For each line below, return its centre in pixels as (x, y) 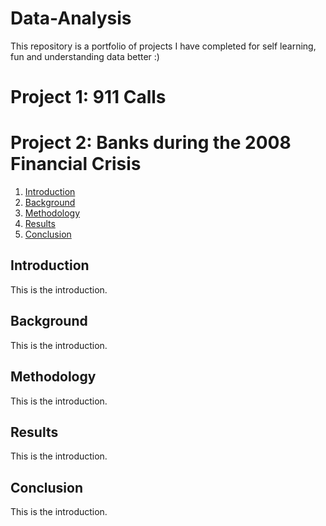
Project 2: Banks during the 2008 (151, 143)
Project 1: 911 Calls (88, 97)
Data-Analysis (71, 18)
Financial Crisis (76, 164)
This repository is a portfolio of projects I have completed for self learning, (163, 46)
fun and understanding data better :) (85, 56)
